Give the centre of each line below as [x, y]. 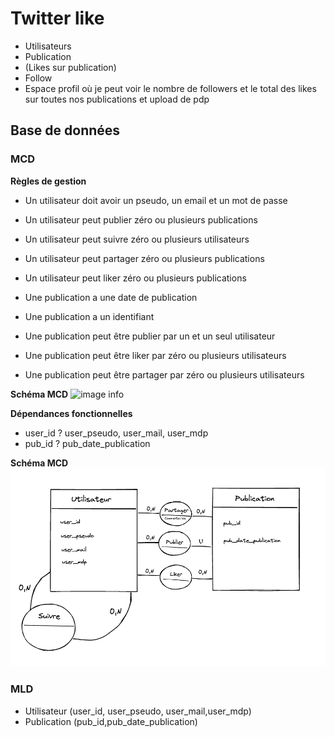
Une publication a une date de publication [111, 297]
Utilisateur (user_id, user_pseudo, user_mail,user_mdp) [138, 711]
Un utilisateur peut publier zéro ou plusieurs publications [141, 219]
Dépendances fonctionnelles [71, 413]
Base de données [65, 130]
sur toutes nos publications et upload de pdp [117, 99]
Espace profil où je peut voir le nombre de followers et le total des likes [170, 88]
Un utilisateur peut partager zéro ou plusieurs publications [144, 258]
